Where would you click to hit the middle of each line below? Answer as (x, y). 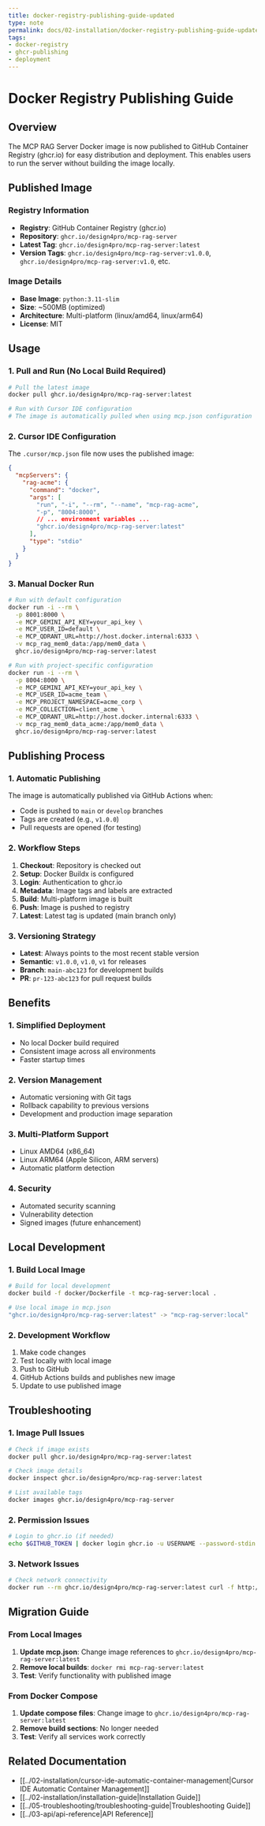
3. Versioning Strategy (52, 936)
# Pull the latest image (49, 387)
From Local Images (45, 1634)
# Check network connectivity (58, 1580)
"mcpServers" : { (42, 475)
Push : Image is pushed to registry (75, 907)
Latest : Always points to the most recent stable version (109, 953)
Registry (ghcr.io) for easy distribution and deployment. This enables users (129, 155)
